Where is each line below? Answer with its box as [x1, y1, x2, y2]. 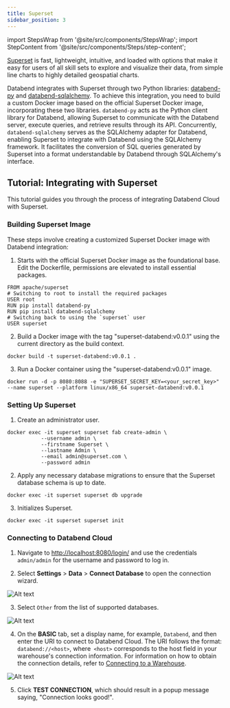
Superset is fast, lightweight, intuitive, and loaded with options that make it [7, 56, 218, 64]
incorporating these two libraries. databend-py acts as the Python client [7, 106, 208, 114]
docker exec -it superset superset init [7, 517, 125, 524]
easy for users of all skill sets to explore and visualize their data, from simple [7, 63, 223, 72]
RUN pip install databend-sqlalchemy [7, 308, 115, 315]
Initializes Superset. [16, 504, 73, 512]
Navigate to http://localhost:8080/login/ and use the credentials [16, 548, 198, 557]
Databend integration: [7, 242, 69, 251]
